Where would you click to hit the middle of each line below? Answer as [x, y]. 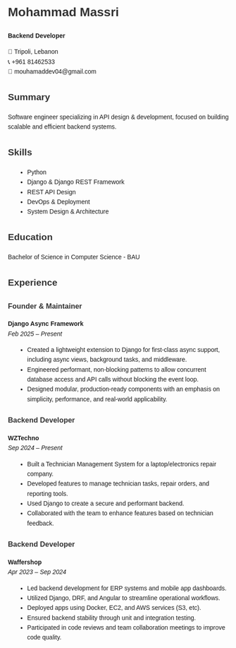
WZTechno [24, 438]
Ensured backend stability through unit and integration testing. [112, 618]
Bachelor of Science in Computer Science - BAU [74, 257]
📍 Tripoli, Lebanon [33, 52]
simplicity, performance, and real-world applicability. [97, 399]
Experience [33, 283]
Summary [29, 97]
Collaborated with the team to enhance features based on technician [120, 513]
